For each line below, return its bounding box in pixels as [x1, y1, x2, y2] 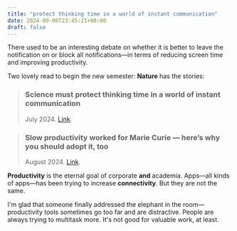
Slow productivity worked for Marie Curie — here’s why [24, 132, 221, 142]
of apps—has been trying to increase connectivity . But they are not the [7, 178, 218, 187]
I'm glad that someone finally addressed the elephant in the [7, 200, 181, 208]
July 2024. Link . [24, 114, 73, 123]
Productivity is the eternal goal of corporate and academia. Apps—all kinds [7, 171, 230, 180]
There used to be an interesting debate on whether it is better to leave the [7, 43, 224, 52]
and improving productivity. [7, 58, 88, 67]
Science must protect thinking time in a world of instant [24, 90, 221, 100]
